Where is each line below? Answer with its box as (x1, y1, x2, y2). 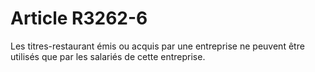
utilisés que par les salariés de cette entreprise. (10, 50, 206, 62)
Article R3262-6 (10, 7, 148, 30)
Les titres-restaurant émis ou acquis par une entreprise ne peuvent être (10, 40, 305, 52)
